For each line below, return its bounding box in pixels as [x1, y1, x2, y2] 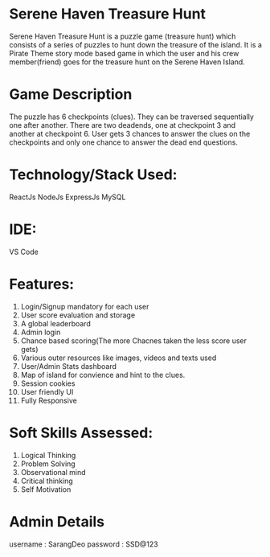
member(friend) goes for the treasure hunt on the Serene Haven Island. [9, 57, 246, 67]
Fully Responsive [20, 395, 77, 405]
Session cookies [20, 379, 76, 388]
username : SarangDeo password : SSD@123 [9, 539, 159, 549]
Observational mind [20, 467, 87, 477]
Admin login [20, 327, 61, 337]
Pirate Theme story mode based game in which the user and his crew [9, 48, 239, 58]
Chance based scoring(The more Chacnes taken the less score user [20, 335, 247, 346]
